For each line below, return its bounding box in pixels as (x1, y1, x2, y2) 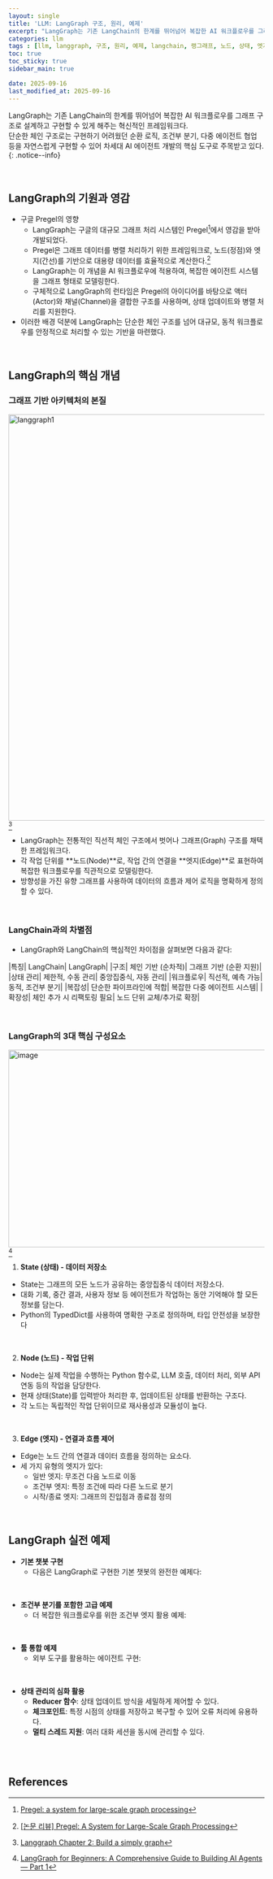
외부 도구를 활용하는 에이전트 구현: (32, 1653, 141, 1663)
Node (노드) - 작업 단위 (19, 1352, 94, 1362)
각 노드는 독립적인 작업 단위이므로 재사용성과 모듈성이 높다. (19, 1400, 207, 1410)
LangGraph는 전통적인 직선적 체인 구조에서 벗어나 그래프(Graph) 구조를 (19, 835, 249, 845)
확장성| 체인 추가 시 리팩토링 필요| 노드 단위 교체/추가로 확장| (8, 992, 201, 1002)
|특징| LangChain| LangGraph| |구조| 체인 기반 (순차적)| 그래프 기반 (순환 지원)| (8, 961, 262, 971)
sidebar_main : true (8, 65, 75, 73)
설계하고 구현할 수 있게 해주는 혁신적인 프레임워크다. (23, 120, 188, 130)
